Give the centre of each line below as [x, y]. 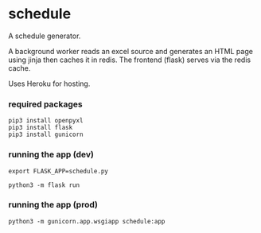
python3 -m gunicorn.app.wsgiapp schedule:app [87, 221]
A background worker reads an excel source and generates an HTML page [130, 51]
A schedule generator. [45, 36]
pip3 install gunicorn [46, 135]
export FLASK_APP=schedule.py [58, 171]
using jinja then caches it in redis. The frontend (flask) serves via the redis [130, 60]
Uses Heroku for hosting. [49, 83]
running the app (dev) [51, 154]
